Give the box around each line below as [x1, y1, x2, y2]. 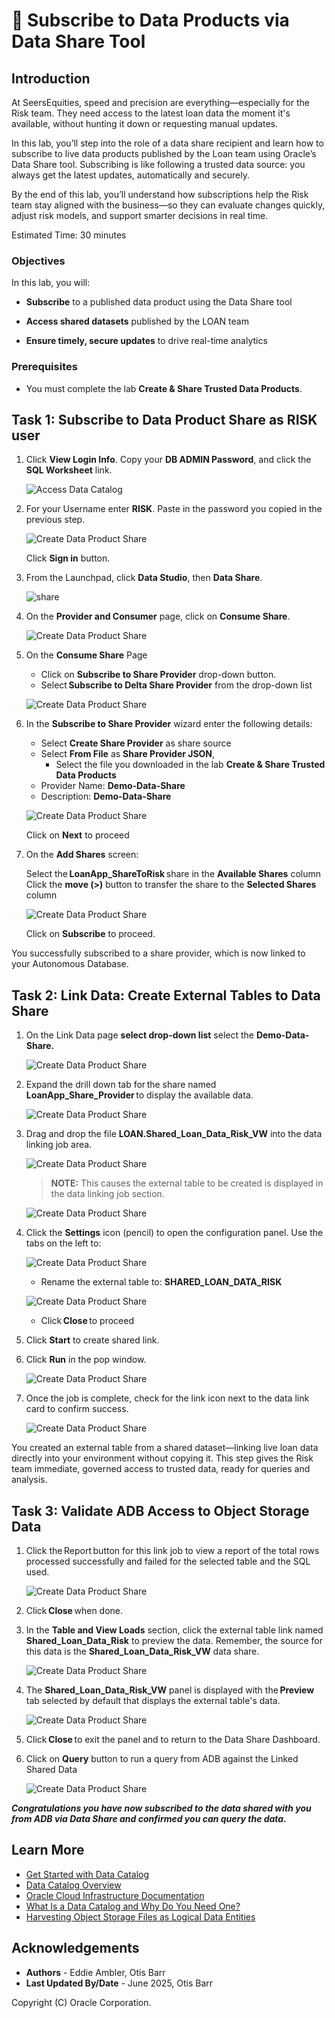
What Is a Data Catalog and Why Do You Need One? [25, 1900, 241, 1912]
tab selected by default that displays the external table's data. [25, 1695, 281, 1707]
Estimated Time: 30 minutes [11, 229, 127, 241]
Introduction [11, 70, 91, 87]
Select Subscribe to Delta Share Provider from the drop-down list [40, 679, 313, 691]
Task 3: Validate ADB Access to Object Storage [11, 1502, 310, 1519]
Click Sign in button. [25, 552, 111, 564]
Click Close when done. [25, 1605, 124, 1617]
